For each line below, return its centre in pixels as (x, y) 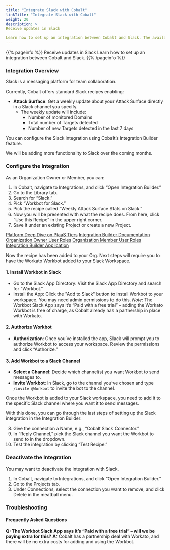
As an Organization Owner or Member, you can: (55, 177)
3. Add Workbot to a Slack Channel (43, 361)
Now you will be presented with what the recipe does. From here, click (86, 214)
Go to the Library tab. (35, 192)
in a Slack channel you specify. (45, 107)
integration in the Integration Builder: (44, 418)
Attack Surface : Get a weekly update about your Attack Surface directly (88, 101)
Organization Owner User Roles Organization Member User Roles (74, 240)
